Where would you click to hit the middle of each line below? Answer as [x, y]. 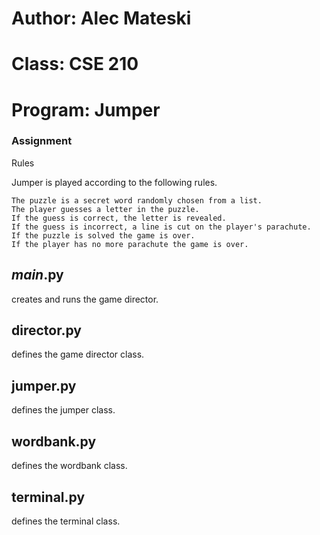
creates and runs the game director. [85, 299]
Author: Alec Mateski [101, 18]
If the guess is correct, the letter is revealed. [119, 218]
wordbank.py [54, 441]
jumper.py [44, 385]
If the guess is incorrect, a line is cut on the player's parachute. [161, 227]
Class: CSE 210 [75, 64]
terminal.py [48, 497]
